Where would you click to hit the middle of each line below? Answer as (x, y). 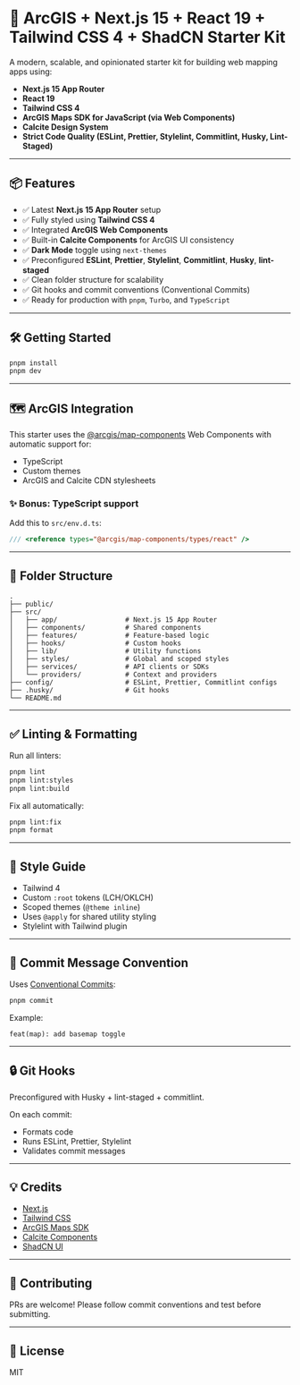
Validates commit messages (74, 1151)
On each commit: (41, 1114)
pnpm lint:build (39, 788)
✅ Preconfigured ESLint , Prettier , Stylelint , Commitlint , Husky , (139, 259)
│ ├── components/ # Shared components (105, 628)
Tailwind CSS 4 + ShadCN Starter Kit (147, 37)
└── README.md (36, 698)
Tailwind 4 (41, 888)
